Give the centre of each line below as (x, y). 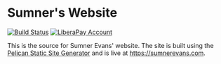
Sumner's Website (62, 13)
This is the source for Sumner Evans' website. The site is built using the (110, 45)
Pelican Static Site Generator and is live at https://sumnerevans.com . (106, 53)
